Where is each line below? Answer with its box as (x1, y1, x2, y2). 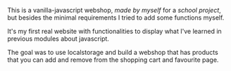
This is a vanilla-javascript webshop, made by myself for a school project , (7, 6, 222, 14)
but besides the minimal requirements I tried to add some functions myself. (7, 13, 225, 22)
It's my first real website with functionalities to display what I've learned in (7, 27, 222, 35)
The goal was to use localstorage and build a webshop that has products (7, 49, 218, 56)
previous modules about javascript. (7, 34, 109, 43)
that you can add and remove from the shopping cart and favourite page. (7, 56, 219, 64)
